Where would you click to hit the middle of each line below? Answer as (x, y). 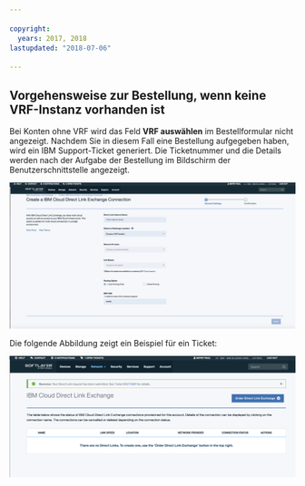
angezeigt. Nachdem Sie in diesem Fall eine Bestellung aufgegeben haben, (149, 141)
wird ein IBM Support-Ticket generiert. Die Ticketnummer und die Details (145, 151)
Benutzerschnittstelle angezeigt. (69, 170)
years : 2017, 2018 (53, 38)
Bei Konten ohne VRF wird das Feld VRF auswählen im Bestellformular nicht (152, 131)
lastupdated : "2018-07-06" (60, 48)
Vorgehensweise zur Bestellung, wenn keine (138, 95)
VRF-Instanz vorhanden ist (87, 109)
